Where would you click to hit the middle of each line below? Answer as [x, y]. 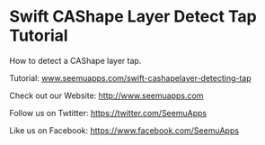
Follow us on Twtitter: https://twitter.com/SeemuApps [108, 113]
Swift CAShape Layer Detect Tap [133, 17]
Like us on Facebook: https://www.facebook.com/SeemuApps [124, 130]
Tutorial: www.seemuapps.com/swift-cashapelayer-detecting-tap [130, 77]
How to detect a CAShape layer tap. [75, 60]
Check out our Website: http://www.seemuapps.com [106, 95]
